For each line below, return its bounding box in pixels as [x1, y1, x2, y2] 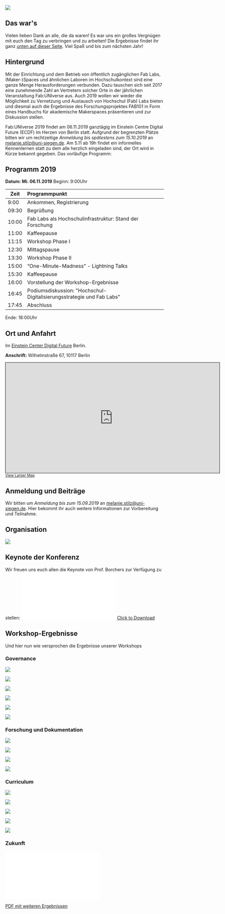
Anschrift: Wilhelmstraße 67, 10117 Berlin [5, 352, 91, 358]
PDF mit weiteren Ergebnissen [5, 903, 68, 909]
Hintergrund [5, 58, 44, 67]
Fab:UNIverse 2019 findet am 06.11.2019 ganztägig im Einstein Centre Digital [5, 124, 163, 130]
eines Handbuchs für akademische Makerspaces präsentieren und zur [5, 108, 152, 114]
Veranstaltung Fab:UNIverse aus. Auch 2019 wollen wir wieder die [5, 92, 142, 98]
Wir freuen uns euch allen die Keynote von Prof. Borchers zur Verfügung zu [5, 566, 162, 572]
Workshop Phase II [27, 255, 72, 262]
